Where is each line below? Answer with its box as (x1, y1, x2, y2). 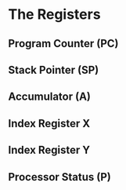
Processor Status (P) (8, 170, 111, 184)
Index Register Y (8, 144, 91, 157)
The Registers (8, 5, 101, 24)
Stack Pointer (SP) (8, 63, 99, 76)
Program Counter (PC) (8, 37, 119, 50)
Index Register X (8, 116, 91, 130)
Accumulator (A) (8, 90, 92, 104)
